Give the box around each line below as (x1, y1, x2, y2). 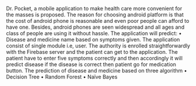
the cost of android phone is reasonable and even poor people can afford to (6, 18, 190, 24)
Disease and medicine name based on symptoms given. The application (6, 36, 180, 43)
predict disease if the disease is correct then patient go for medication (6, 61, 177, 68)
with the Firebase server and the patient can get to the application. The (6, 49, 178, 55)
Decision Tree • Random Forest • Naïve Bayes (6, 73, 118, 80)
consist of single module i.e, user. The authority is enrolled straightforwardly (6, 42, 191, 49)
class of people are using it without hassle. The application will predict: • (6, 30, 182, 37)
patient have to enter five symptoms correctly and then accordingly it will (6, 55, 183, 61)
